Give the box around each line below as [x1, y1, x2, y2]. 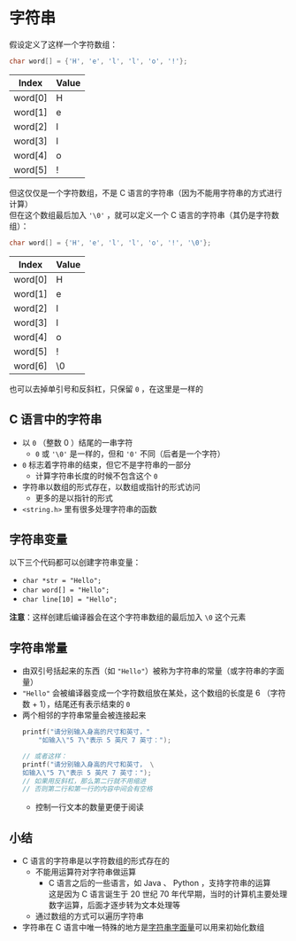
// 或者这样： [21, 751, 68, 760]
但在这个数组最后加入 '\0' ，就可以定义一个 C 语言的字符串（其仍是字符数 [9, 209, 280, 220]
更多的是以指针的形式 [34, 493, 113, 503]
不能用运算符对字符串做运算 [34, 867, 137, 877]
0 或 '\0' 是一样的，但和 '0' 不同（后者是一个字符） [34, 448, 225, 459]
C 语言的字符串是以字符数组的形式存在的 [21, 856, 170, 867]
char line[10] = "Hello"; [21, 595, 118, 604]
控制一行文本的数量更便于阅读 [34, 802, 144, 813]
